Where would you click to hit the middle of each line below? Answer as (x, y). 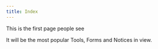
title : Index (22, 12)
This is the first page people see (45, 28)
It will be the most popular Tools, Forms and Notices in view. (79, 40)
